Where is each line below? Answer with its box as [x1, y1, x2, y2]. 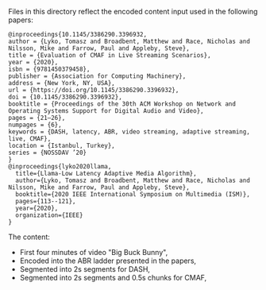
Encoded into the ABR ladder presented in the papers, [19, 256, 197, 265]
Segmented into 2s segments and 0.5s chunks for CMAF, [19, 273, 207, 282]
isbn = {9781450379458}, [8, 65, 91, 73]
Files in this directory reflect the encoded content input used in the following [8, 7, 258, 16]
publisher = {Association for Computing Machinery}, [8, 72, 187, 80]
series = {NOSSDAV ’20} [8, 149, 87, 157]
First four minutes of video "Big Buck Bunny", [19, 248, 168, 257]
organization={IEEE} [15, 211, 83, 219]
